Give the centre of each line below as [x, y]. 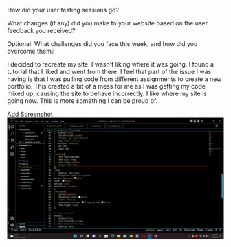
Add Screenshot [30, 114]
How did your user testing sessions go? [63, 10]
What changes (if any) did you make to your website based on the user [108, 23]
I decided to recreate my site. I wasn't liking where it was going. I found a [111, 64]
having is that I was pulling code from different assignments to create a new [114, 79]
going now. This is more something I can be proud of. [82, 101]
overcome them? [31, 51]
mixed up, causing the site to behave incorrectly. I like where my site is [107, 93]
